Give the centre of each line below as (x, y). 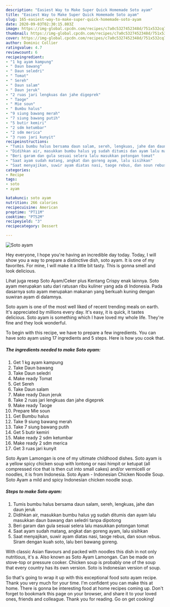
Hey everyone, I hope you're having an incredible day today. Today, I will (81, 255)
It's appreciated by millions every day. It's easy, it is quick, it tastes (75, 312)
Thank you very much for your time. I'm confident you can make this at (79, 583)
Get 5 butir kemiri (31, 432)
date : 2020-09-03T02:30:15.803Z (40, 24)
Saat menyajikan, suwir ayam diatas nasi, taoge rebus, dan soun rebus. (87, 536)
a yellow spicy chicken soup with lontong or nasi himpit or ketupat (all (78, 463)
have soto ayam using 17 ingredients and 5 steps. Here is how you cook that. (85, 338)
